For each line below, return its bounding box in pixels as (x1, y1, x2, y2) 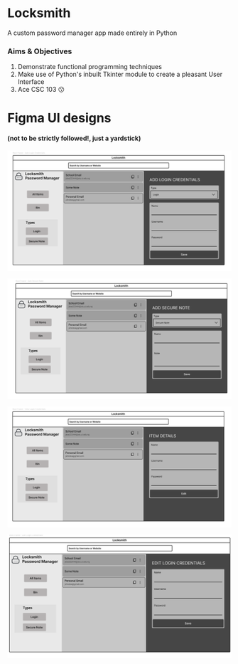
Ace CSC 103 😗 (17, 85, 65, 94)
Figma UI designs (7, 110, 112, 126)
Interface (17, 78, 45, 86)
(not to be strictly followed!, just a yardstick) (7, 134, 141, 143)
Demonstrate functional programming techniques (17, 63, 162, 71)
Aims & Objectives (7, 46, 72, 56)
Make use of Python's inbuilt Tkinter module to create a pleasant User (17, 70, 223, 79)
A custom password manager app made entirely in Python (7, 28, 178, 37)
